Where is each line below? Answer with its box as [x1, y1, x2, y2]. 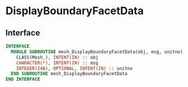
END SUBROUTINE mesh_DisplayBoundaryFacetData [11, 71, 128, 77]
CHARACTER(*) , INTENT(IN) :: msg [16, 60, 99, 66]
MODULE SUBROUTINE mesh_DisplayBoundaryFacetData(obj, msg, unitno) [11, 49, 183, 54]
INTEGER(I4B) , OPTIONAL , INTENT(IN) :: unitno [16, 65, 133, 72]
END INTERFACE [5, 76, 41, 82]
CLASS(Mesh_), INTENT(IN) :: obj [16, 54, 99, 60]
